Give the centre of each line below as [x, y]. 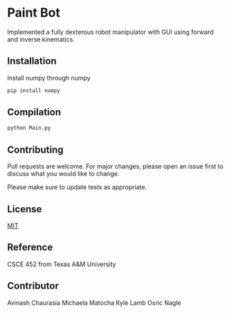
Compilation [34, 112]
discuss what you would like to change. [63, 174]
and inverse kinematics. [41, 39]
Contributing [35, 149]
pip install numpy [34, 90]
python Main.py [29, 128]
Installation [32, 61]
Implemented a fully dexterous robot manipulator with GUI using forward [110, 32]
